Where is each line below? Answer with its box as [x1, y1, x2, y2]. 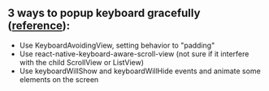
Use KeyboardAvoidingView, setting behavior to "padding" [19, 40, 215, 50]
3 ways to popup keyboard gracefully [7, 6, 201, 20]
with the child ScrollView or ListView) [19, 57, 144, 67]
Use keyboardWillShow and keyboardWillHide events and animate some [19, 66, 261, 76]
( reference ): [7, 19, 71, 33]
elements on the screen [19, 74, 99, 84]
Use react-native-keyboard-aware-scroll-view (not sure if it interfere [19, 48, 249, 59]
